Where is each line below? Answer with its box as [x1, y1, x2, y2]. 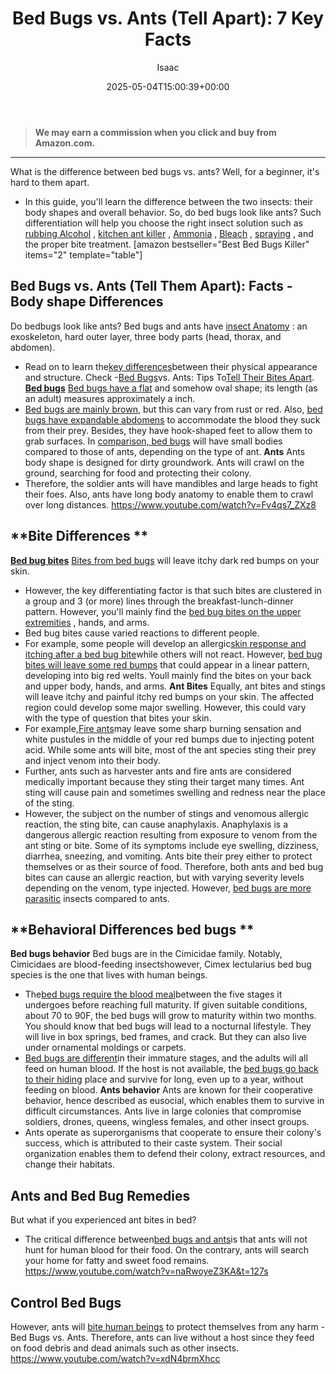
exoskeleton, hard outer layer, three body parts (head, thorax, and [10, 330, 282, 342]
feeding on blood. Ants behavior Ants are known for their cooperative [24, 1084, 313, 1096]
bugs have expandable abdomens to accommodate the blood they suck [24, 413, 321, 426]
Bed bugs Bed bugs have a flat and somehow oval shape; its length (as [24, 382, 318, 394]
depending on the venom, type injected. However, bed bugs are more [24, 882, 312, 894]
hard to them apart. [10, 176, 90, 188]
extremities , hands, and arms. [24, 616, 150, 628]
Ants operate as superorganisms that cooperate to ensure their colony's [24, 1127, 322, 1139]
